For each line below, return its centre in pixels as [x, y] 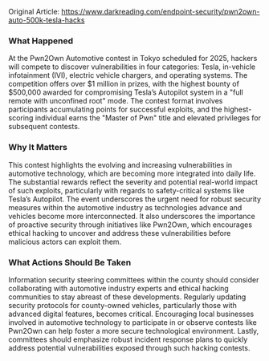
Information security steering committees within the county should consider [134, 279]
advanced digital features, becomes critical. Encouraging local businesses [131, 314]
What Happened [41, 41]
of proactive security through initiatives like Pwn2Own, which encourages [130, 225]
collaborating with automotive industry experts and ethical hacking [118, 288]
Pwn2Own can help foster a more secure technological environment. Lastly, [134, 331]
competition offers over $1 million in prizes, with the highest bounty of [124, 84]
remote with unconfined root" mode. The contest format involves [116, 101]
